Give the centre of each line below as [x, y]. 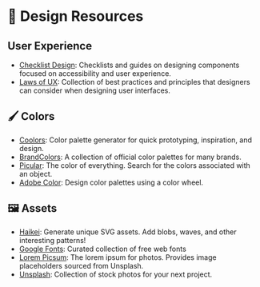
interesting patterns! [52, 240]
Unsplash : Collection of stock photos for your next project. [116, 274]
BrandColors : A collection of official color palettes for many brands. [130, 157]
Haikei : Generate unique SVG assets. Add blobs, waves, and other [128, 232]
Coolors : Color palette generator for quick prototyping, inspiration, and [136, 140]
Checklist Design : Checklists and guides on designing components [129, 65]
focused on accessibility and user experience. [95, 74]
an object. [36, 173]
